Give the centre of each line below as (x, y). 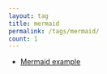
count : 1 (23, 39)
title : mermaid (34, 24)
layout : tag (28, 16)
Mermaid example (50, 62)
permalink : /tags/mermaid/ (54, 31)
